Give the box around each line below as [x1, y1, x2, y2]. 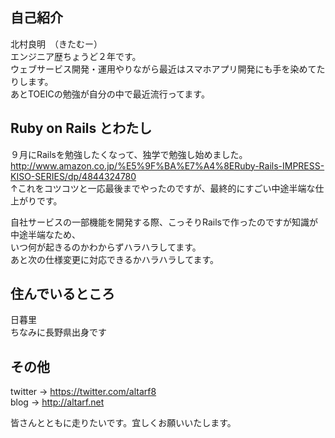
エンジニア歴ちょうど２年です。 [10, 50, 142, 62]
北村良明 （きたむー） [10, 38, 103, 50]
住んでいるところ [10, 286, 115, 303]
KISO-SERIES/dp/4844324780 [10, 170, 137, 182]
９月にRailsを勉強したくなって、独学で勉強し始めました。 [10, 148, 248, 160]
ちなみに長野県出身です [10, 326, 107, 338]
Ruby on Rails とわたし [10, 120, 153, 137]
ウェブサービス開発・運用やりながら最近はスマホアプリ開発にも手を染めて [10, 63, 317, 75]
